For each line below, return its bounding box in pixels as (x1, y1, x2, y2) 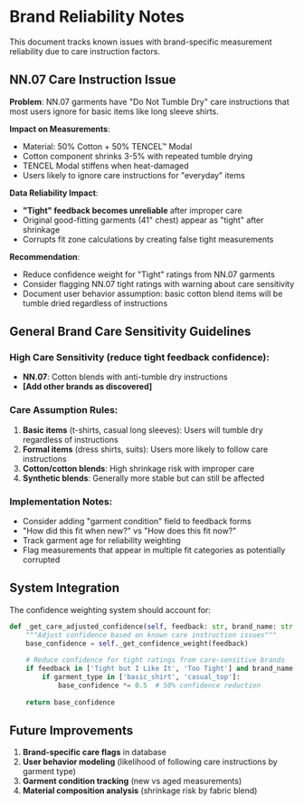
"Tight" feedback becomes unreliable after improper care (22, 205, 242, 216)
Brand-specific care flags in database (22, 747, 167, 758)
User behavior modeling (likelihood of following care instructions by (22, 756, 278, 767)
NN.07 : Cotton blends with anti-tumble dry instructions (22, 371, 228, 382)
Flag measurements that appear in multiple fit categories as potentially (22, 545, 286, 556)
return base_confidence (25, 697, 116, 707)
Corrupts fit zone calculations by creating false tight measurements (22, 234, 274, 244)
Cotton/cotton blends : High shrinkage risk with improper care (22, 463, 255, 474)
